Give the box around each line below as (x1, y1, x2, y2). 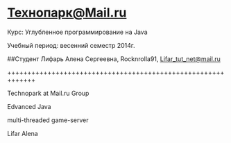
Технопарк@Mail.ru (7, 5, 127, 21)
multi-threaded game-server (7, 116, 89, 124)
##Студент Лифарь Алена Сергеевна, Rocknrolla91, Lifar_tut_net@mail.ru (7, 54, 221, 63)
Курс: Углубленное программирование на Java (7, 28, 148, 36)
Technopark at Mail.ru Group (7, 89, 89, 97)
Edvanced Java (7, 102, 51, 110)
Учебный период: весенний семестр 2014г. (7, 41, 135, 49)
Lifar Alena (7, 129, 38, 137)
